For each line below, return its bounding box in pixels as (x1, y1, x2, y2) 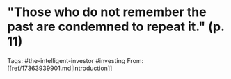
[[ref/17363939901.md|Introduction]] (7, 64, 113, 72)
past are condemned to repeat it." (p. (7, 19, 225, 35)
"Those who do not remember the (7, 4, 207, 20)
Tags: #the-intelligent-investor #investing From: (7, 56, 144, 64)
